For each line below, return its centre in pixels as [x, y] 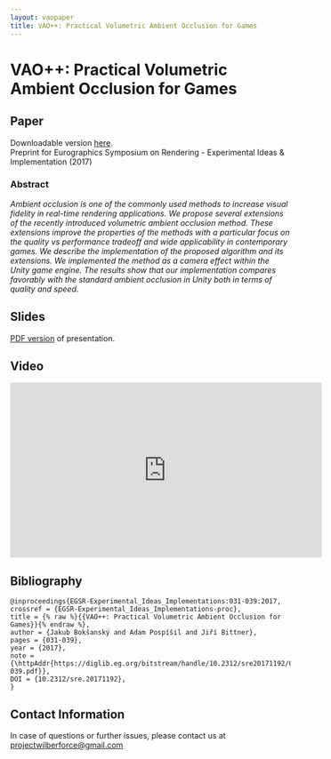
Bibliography [46, 581]
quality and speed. [44, 289]
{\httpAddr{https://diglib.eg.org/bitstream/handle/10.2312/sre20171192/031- [157, 664]
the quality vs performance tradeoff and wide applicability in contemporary [149, 242]
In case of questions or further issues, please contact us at [118, 736]
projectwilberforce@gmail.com [67, 745]
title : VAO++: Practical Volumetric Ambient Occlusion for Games [133, 26]
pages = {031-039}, [46, 641]
